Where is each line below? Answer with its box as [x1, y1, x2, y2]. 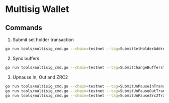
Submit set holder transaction [12, 36, 74, 42]
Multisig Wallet [5, 3, 69, 15]
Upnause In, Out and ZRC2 [12, 74, 68, 80]
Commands [5, 23, 43, 32]
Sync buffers [12, 55, 39, 61]
